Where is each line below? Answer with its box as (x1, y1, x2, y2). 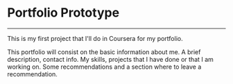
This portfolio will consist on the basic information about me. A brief (7, 47, 201, 56)
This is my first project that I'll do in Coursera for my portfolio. (7, 34, 183, 42)
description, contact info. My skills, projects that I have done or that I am (7, 55, 214, 63)
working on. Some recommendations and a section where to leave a (7, 62, 202, 71)
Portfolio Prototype (7, 5, 120, 21)
